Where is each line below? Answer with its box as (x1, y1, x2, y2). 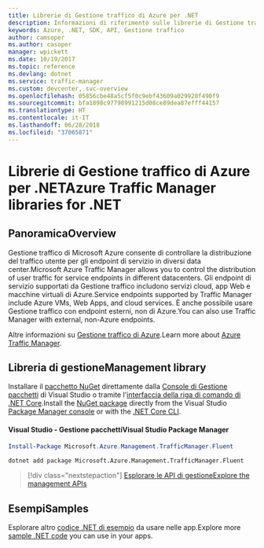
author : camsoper (8, 33, 65, 42)
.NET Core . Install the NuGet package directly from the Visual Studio (8, 399, 228, 408)
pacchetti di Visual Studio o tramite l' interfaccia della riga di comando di (8, 390, 241, 399)
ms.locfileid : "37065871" (8, 128, 93, 136)
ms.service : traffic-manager (8, 77, 104, 85)
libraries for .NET (8, 196, 122, 213)
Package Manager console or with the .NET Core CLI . (8, 406, 181, 417)
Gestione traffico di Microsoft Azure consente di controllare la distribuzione (8, 248, 252, 257)
